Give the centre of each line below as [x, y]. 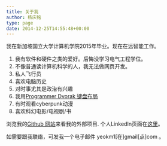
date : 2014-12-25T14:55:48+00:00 [48, 28]
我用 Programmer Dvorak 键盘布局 [56, 96]
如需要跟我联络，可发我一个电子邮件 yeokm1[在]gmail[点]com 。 [85, 137]
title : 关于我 [22, 12]
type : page [20, 23]
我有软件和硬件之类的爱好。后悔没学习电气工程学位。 [81, 59]
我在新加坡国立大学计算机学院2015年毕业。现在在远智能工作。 [83, 46]
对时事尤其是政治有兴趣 [44, 89]
